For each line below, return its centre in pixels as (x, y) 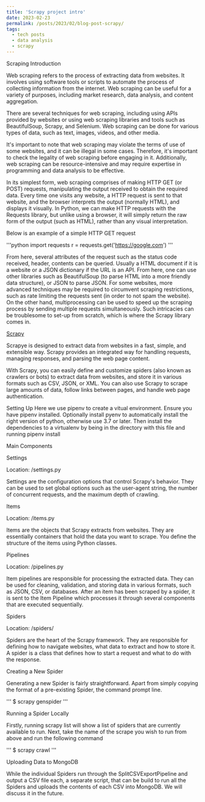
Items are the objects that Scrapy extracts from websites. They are (90, 530)
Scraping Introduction (34, 63)
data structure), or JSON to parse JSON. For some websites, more (89, 282)
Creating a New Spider (35, 671)
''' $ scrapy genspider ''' (37, 701)
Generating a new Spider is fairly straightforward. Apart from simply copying (102, 683)
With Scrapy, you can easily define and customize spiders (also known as (99, 370)
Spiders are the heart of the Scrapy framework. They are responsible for (97, 640)
